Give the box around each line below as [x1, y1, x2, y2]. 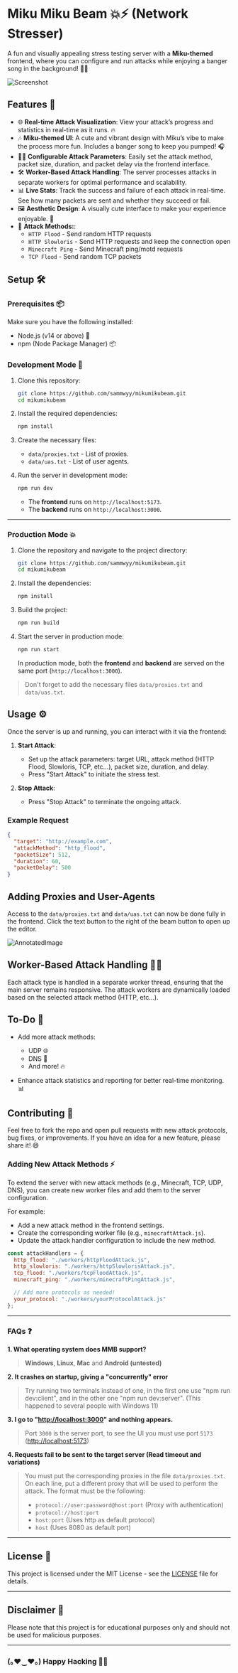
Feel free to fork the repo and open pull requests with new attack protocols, [7, 1126, 228, 1135]
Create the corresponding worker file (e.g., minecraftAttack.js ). [17, 1228, 205, 1237]
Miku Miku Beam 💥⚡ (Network [7, 6, 189, 22]
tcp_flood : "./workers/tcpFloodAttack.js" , [13, 1270, 144, 1277]
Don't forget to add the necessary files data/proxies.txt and [24, 680, 203, 688]
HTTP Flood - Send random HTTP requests [28, 229, 152, 238]
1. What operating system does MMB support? [7, 1345, 147, 1353]
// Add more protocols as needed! [13, 1289, 115, 1296]
